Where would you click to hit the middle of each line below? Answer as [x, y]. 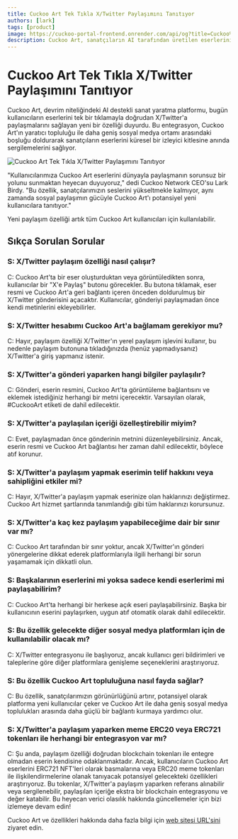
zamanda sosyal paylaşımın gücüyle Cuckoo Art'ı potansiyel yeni [102, 198]
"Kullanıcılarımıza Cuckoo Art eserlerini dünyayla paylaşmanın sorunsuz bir [117, 175]
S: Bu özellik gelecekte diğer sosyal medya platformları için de [116, 630]
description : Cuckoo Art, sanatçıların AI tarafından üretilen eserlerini [120, 40]
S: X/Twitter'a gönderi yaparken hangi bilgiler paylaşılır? [107, 374]
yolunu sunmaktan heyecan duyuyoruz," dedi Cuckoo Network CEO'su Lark [118, 183]
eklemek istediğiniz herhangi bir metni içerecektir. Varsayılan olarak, [107, 397]
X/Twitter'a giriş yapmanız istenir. [56, 356]
